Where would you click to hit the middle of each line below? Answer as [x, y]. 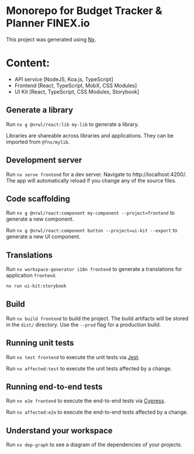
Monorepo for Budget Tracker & [84, 11]
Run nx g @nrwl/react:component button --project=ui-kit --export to [92, 231]
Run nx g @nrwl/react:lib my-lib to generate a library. [72, 124]
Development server [44, 160]
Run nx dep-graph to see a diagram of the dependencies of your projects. [94, 445]
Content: [28, 63]
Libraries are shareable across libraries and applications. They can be [90, 135]
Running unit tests [40, 343]
